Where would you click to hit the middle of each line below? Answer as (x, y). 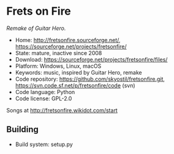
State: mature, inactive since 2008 (59, 53)
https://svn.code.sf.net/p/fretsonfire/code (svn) (75, 85)
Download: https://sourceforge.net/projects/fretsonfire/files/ (91, 59)
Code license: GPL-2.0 (43, 98)
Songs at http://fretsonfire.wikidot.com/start (62, 110)
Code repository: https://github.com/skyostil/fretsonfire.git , (90, 79)
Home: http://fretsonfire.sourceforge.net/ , (68, 40)
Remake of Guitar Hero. (36, 28)
